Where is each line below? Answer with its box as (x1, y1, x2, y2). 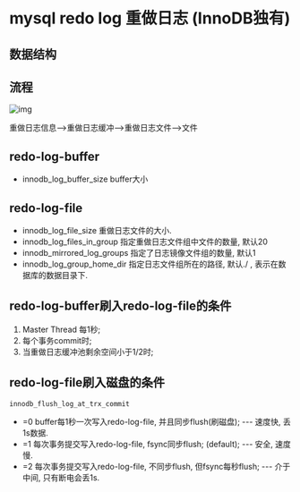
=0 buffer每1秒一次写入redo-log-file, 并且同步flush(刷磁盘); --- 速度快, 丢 (21, 416, 291, 427)
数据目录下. (46, 270, 88, 281)
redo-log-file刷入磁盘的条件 (9, 375, 166, 390)
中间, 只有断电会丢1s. (21, 471, 100, 483)
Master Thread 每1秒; (21, 324, 101, 335)
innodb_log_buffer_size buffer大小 (21, 174, 149, 184)
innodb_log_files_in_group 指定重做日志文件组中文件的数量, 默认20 (21, 236, 269, 247)
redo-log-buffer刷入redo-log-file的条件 (9, 299, 232, 314)
